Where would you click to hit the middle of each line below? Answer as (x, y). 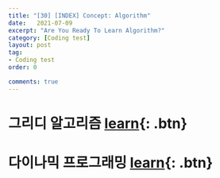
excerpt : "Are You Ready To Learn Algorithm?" (87, 30)
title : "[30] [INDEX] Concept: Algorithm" (79, 15)
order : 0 (23, 68)
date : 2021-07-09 (41, 23)
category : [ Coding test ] (49, 38)
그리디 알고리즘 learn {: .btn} (98, 123)
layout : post (30, 45)
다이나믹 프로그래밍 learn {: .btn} (110, 163)
